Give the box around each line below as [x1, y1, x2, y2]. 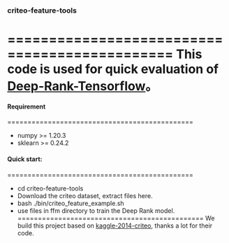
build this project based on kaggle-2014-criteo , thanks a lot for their [17, 221, 213, 230]
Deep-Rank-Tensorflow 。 [7, 78, 158, 95]
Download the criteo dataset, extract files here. [17, 191, 153, 200]
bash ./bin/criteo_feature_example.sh [17, 199, 124, 207]
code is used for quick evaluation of [7, 62, 219, 77]
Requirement [7, 102, 46, 111]
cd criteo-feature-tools [17, 184, 84, 193]
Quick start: [7, 155, 43, 163]
